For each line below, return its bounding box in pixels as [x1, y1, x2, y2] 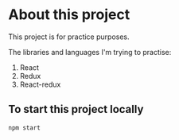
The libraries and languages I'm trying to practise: [8, 47, 172, 56]
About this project [8, 6, 130, 24]
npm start [8, 123, 41, 132]
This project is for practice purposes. [8, 32, 130, 41]
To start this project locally [8, 103, 144, 116]
